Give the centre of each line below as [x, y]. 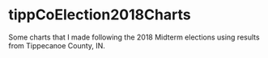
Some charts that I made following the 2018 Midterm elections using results [134, 37]
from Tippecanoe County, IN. [57, 45]
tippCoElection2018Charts [100, 15]
